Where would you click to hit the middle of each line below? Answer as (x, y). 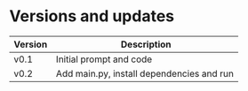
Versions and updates (92, 16)
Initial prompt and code (104, 59)
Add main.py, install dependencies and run (145, 73)
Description (146, 44)
